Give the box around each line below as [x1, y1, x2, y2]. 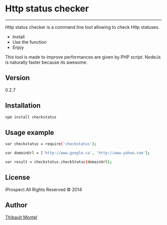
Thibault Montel [5, 214, 37, 220]
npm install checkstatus [5, 114, 57, 119]
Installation [5, 102, 41, 110]
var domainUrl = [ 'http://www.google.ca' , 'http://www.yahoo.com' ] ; [5, 150, 150, 156]
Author [5, 201, 27, 210]
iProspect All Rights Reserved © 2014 [5, 186, 82, 192]
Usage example [5, 128, 55, 137]
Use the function [12, 39, 47, 45]
